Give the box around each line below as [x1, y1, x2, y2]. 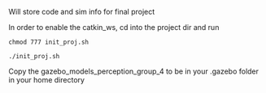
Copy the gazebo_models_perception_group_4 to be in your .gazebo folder [8, 66, 259, 76]
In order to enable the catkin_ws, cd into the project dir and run [8, 23, 220, 32]
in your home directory [8, 75, 85, 84]
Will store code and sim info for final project [8, 7, 155, 16]
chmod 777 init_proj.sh [8, 38, 89, 46]
